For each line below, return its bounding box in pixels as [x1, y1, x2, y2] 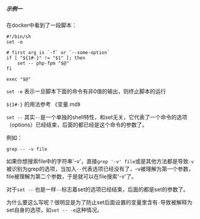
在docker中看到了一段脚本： [6, 21, 77, 29]
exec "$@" [6, 76, 32, 82]
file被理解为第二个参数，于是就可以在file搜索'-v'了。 [6, 173, 137, 180]
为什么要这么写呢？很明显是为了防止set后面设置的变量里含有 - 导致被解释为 [6, 198, 193, 206]
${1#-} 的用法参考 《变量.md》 [6, 100, 81, 108]
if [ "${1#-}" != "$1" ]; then [6, 55, 86, 61]
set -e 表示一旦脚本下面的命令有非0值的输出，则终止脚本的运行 [6, 88, 166, 95]
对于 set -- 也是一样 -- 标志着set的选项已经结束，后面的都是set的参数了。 [6, 186, 189, 193]
